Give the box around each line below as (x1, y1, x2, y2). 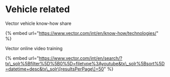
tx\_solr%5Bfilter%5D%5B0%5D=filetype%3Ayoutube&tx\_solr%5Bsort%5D (5, 60, 165, 66)
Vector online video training (5, 45, 63, 51)
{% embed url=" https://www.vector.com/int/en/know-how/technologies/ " (5, 30, 159, 36)
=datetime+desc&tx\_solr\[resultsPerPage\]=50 (5, 66, 104, 72)
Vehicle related (5, 4, 70, 15)
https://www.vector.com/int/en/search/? (38, 55, 122, 61)
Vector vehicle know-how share (5, 20, 72, 26)
